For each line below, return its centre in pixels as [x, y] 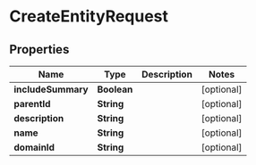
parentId [32, 104]
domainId [34, 147]
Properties [39, 49]
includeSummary [51, 89]
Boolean [115, 89]
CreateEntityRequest [89, 16]
